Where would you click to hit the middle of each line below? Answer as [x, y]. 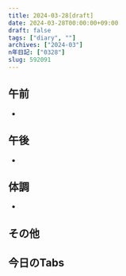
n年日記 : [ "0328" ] [37, 52]
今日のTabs [36, 263]
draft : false [30, 30]
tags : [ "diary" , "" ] [42, 38]
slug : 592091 [30, 60]
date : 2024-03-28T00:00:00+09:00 [63, 23]
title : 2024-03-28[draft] [51, 15]
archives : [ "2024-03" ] [46, 45]
